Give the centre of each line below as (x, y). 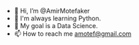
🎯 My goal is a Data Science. (56, 26)
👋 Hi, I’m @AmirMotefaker (52, 11)
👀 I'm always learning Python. (57, 18)
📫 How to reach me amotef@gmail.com (73, 34)
